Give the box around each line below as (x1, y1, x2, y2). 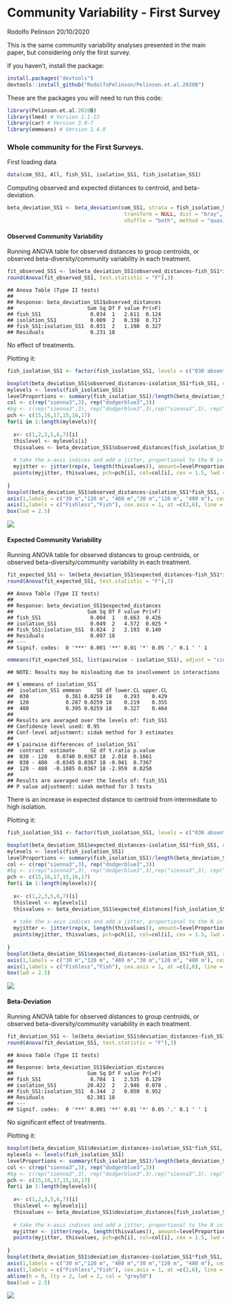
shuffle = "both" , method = (124, 217, 205, 224)
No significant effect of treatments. (7, 1118, 107, 1127)
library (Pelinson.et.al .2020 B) (7, 107, 97, 114)
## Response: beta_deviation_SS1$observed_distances (7, 298, 162, 305)
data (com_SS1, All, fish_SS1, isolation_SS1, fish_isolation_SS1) (7, 171, 201, 178)
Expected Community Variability (7, 535, 102, 544)
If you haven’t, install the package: (7, 61, 104, 69)
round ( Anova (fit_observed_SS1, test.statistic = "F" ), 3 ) (7, 274, 174, 281)
